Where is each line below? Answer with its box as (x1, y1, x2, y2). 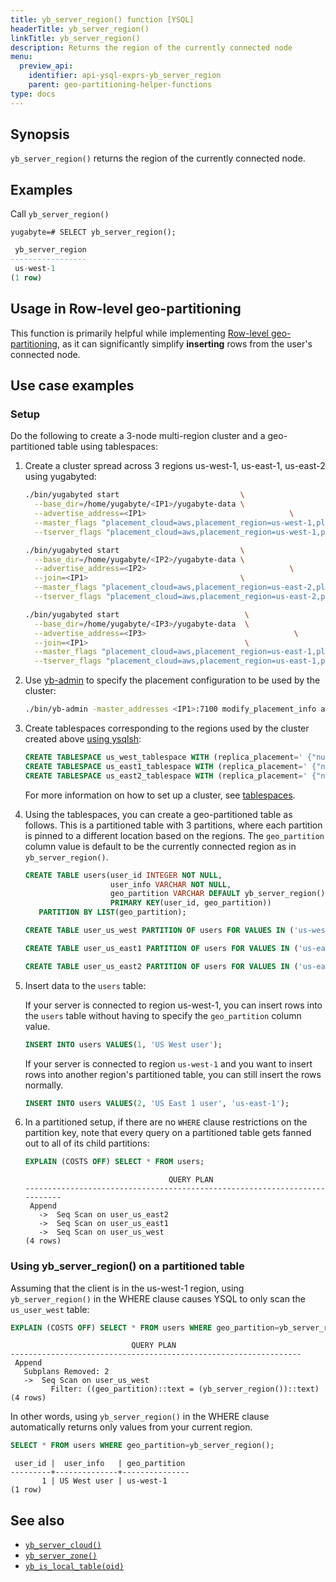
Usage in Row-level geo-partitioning (10, 301, 242, 318)
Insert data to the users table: (24, 979, 147, 991)
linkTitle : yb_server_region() (10, 33, 141, 43)
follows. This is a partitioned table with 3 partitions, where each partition (24, 819, 323, 831)
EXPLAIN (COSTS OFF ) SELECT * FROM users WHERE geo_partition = (10, 1322, 280, 1333)
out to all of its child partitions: (24, 1137, 150, 1150)
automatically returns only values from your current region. (10, 1421, 253, 1433)
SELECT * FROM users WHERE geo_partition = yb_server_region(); (10, 1441, 275, 1451)
